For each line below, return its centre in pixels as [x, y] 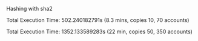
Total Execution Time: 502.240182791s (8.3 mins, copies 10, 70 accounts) [98, 20]
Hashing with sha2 [29, 9]
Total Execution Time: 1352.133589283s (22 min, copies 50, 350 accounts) [99, 31]
